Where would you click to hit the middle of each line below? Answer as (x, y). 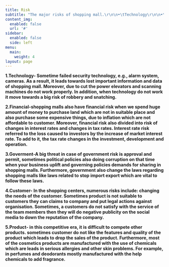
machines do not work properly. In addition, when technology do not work (84, 92)
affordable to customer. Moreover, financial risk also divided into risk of (81, 123)
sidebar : (14, 33)
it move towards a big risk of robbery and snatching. (61, 97)
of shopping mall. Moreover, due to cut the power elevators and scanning (83, 87)
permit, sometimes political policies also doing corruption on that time (80, 160)
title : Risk (18, 10)
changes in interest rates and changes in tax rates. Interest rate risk (77, 128)
